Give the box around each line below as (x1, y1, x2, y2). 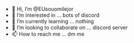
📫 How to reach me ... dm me (11, 31, 85, 37)
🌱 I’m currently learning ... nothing (11, 18, 94, 24)
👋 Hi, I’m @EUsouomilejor (11, 6, 74, 12)
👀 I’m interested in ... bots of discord (11, 12, 100, 19)
